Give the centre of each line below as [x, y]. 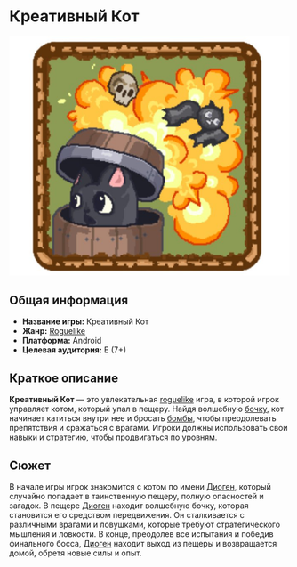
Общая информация [69, 300]
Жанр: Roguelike [54, 331]
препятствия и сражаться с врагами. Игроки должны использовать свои [148, 428]
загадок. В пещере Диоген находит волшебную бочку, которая [129, 506]
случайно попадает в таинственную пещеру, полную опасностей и [136, 496]
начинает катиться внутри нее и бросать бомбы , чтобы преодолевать [143, 418]
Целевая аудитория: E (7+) [74, 350]
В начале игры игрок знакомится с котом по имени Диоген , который [140, 486]
